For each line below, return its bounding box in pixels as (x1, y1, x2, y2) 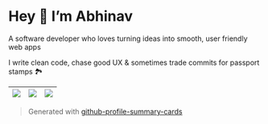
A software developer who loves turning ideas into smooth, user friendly (8, 34, 248, 43)
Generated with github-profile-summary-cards (27, 106, 183, 116)
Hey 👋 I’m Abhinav (8, 7, 134, 26)
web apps (8, 42, 42, 51)
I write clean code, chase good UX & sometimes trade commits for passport (8, 58, 260, 67)
